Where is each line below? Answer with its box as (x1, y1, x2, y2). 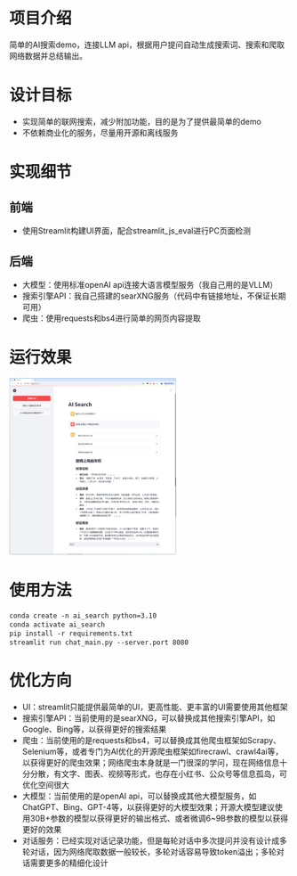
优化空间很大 (21, 780, 69, 790)
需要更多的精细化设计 (29, 857, 108, 869)
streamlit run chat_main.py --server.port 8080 (9, 638, 189, 647)
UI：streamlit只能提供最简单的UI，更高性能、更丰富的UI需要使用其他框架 (21, 701, 289, 713)
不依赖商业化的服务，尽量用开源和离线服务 (21, 127, 179, 138)
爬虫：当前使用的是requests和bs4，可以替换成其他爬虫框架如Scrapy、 (21, 735, 282, 746)
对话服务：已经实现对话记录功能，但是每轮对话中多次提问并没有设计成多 (21, 835, 287, 847)
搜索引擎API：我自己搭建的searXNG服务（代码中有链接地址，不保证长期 (21, 291, 286, 301)
